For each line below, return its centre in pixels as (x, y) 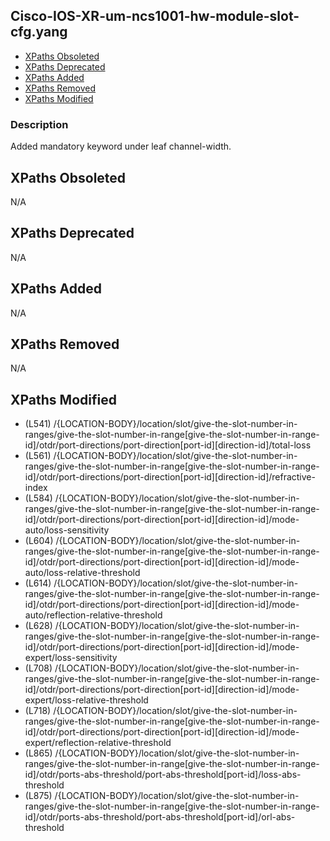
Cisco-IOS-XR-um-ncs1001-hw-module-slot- (155, 16)
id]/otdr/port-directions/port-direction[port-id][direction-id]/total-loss (168, 445)
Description (39, 124)
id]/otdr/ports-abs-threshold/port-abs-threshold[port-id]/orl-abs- (160, 817)
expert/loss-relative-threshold (86, 700)
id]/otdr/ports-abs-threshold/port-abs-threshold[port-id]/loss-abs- (163, 775)
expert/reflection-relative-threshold (98, 743)
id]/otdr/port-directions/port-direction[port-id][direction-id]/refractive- (170, 477)
